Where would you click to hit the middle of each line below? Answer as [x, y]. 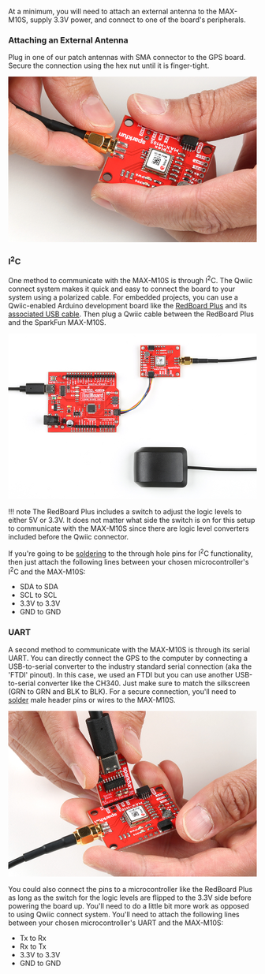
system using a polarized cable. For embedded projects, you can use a [123, 297]
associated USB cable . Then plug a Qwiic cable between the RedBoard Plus [131, 314]
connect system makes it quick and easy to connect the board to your [121, 289]
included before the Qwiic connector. [68, 537]
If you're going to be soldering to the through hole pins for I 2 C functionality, [131, 553]
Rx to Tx [33, 946]
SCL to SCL [38, 595]
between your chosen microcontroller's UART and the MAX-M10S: [116, 923]
